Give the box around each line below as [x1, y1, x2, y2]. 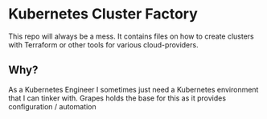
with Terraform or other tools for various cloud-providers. [8, 39, 199, 49]
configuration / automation [8, 101, 97, 111]
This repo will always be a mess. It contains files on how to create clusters [8, 31, 255, 41]
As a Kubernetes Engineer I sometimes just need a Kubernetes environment [8, 84, 259, 94]
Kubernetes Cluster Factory [8, 5, 199, 23]
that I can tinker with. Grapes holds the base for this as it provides [8, 93, 227, 103]
